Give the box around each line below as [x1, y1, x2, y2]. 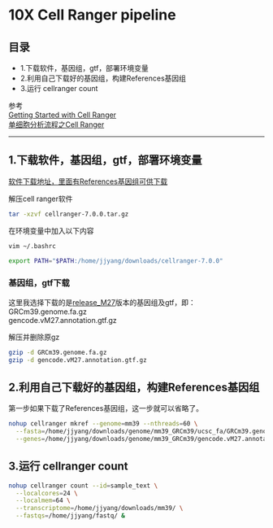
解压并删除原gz [8, 332, 60, 342]
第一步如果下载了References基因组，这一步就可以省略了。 [8, 404, 203, 413]
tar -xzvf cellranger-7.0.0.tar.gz [8, 210, 129, 218]
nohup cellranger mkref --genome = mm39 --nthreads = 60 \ [8, 420, 198, 428]
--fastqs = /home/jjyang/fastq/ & [15, 512, 126, 520]
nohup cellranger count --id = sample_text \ [8, 482, 158, 490]
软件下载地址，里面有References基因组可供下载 [8, 177, 168, 186]
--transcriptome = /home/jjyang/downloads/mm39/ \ [15, 504, 184, 513]
